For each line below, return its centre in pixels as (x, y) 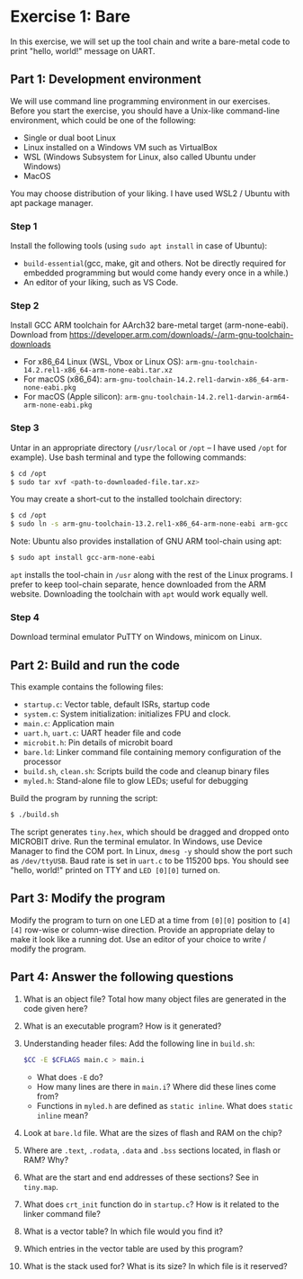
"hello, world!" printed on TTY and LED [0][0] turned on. (115, 870)
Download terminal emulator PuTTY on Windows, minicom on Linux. (136, 637)
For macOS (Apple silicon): (73, 397)
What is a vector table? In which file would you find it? (123, 1231)
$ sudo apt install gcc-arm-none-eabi (83, 558)
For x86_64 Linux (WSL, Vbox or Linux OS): (103, 362)
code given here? (55, 1008)
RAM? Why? (46, 1159)
